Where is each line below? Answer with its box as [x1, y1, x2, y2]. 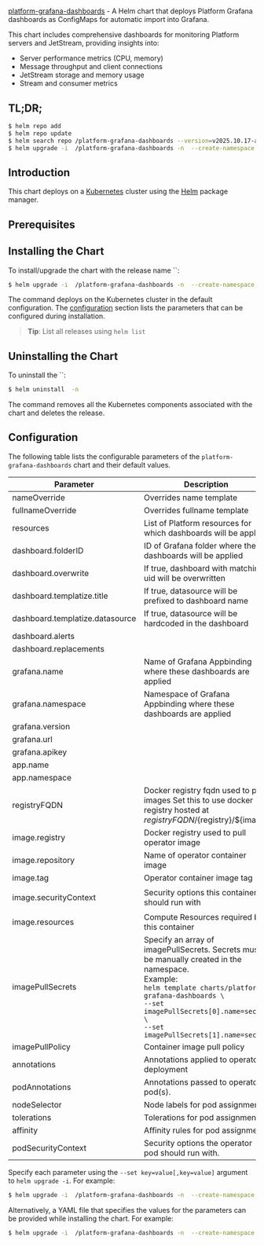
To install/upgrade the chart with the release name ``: [8, 266, 180, 275]
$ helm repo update [8, 129, 72, 138]
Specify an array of [144, 934, 214, 945]
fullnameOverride [12, 505, 77, 516]
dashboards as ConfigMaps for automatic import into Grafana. [8, 15, 210, 24]
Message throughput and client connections [19, 62, 163, 72]
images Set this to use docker [144, 795, 254, 806]
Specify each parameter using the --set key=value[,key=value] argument [8, 1167, 248, 1177]
